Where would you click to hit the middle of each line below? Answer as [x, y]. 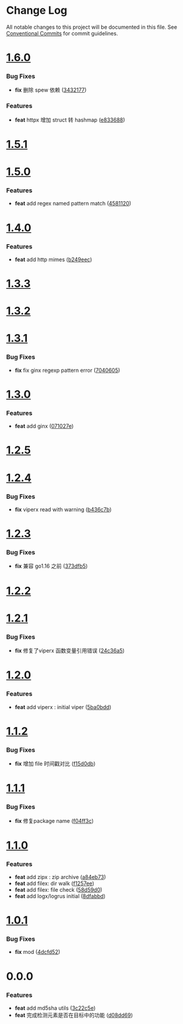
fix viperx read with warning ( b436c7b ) [63, 509]
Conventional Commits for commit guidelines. [62, 33]
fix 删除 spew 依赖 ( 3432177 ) [51, 90]
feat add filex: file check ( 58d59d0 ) [58, 889]
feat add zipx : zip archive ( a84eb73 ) [60, 877]
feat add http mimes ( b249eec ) [53, 259]
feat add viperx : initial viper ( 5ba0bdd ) [63, 707]
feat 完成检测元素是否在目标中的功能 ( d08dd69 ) [74, 1015]
